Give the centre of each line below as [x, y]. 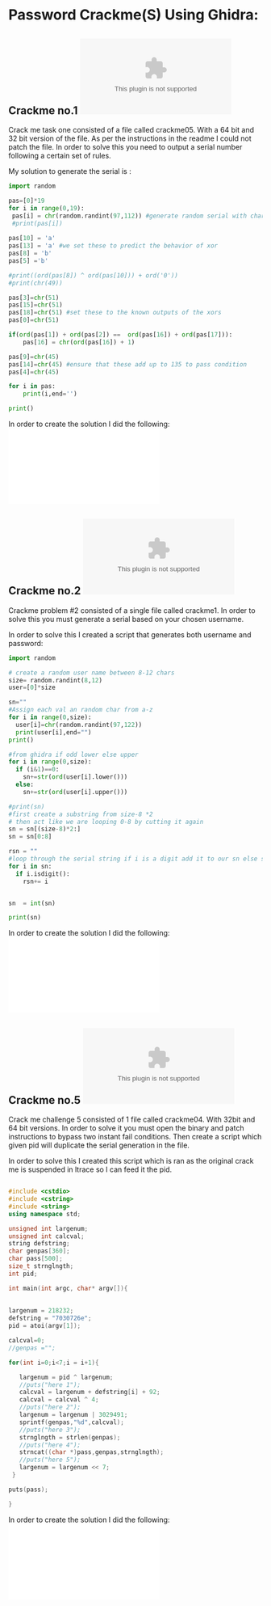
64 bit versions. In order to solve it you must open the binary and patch [126, 1128]
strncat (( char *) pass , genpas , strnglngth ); [91, 1452]
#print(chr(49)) [35, 283]
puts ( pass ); [28, 1490]
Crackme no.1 [43, 110]
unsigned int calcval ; [46, 1236]
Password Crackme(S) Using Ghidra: [133, 15]
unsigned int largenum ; [48, 1228]
